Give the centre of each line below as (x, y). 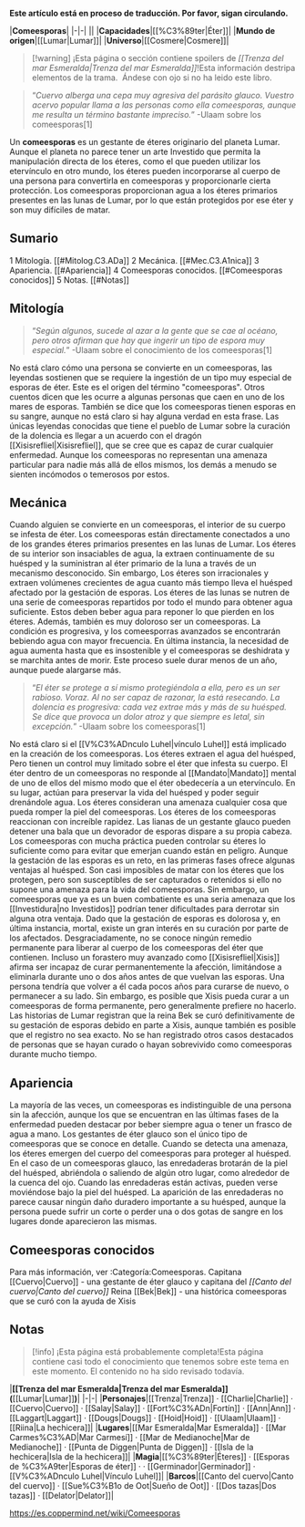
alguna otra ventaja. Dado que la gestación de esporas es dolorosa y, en (145, 919)
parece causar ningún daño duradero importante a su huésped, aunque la (148, 1202)
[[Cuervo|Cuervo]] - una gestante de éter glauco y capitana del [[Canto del (150, 1282)
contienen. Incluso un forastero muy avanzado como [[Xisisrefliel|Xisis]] (145, 958)
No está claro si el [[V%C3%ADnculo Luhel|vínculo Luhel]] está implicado (148, 744)
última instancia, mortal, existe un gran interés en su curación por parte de (149, 929)
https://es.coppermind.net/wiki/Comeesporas (95, 1512)
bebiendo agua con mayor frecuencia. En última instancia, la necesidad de (149, 641)
